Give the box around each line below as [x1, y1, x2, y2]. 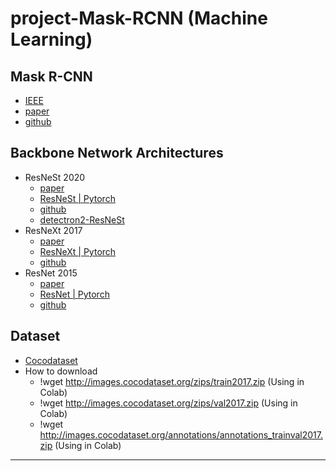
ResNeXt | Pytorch [39, 245, 117, 257]
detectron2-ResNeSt [39, 213, 125, 226]
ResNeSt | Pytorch [39, 192, 116, 204]
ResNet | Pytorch [39, 288, 110, 300]
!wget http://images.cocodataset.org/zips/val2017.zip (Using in [39, 397, 298, 409]
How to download [24, 365, 98, 377]
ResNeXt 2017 [24, 224, 83, 236]
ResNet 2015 [24, 267, 78, 279]
